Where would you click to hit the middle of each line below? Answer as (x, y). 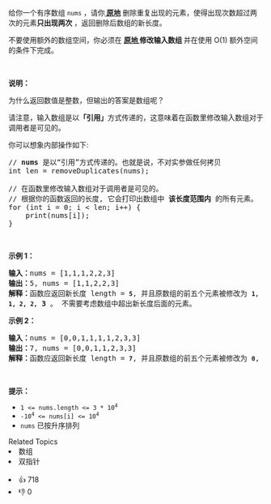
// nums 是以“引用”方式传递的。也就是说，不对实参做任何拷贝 (115, 162)
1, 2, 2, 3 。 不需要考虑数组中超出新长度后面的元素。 (102, 303)
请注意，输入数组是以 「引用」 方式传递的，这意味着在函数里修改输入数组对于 (136, 117)
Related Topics (33, 442)
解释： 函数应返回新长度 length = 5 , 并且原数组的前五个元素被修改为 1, (134, 294)
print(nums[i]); (58, 215)
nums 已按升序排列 (50, 425)
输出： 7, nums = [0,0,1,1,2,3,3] (72, 348)
